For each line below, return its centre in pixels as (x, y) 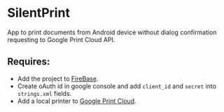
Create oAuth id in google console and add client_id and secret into (117, 86)
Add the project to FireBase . (58, 78)
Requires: (29, 62)
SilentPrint (38, 13)
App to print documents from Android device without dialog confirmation (112, 32)
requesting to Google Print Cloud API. (61, 39)
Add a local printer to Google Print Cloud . (77, 101)
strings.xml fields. (44, 93)
